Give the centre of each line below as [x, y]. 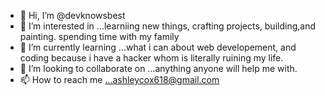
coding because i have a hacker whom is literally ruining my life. [151, 58]
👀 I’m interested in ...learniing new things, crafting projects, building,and [167, 26]
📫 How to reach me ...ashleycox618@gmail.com [119, 79]
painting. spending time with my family [99, 36]
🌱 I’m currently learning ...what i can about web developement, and [158, 47]
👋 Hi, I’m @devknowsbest [72, 15]
